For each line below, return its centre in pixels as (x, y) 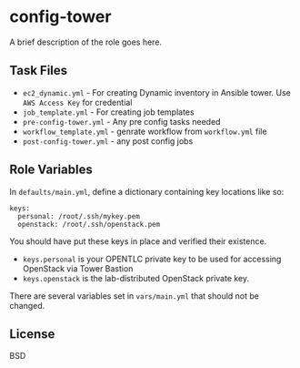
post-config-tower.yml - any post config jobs (108, 141)
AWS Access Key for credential (77, 102)
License (32, 334)
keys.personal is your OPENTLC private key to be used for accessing (152, 259)
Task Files (39, 71)
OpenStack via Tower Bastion (78, 268)
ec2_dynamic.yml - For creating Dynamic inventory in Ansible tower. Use (156, 92)
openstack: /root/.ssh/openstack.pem (89, 224)
